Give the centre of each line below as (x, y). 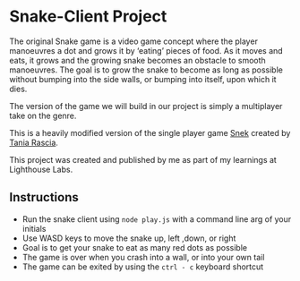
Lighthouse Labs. (41, 169)
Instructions (44, 197)
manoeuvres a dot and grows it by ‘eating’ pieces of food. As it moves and (146, 50)
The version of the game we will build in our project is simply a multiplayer (146, 106)
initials (34, 228)
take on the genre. (43, 115)
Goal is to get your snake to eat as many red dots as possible (135, 247)
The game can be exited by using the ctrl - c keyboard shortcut (143, 267)
